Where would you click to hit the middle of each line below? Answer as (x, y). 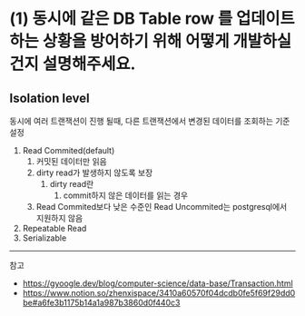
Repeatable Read (54, 228)
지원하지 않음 (59, 218)
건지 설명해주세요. (73, 64)
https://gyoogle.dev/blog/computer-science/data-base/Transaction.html (157, 283)
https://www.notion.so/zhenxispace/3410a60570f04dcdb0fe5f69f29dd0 (159, 293)
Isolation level (49, 98)
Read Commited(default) (69, 150)
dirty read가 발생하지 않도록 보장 (94, 173)
